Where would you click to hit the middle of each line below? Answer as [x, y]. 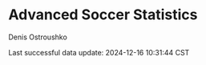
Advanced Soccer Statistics [103, 15]
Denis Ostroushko [38, 37]
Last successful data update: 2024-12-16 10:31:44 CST [99, 52]
